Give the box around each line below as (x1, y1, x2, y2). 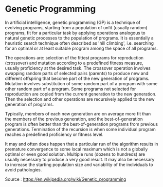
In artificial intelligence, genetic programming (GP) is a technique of (5, 19, 141, 25)
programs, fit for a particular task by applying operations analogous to (5, 30, 145, 36)
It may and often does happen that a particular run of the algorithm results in (5, 141, 158, 147)
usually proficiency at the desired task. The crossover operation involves (5, 65, 151, 71)
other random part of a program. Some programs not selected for (5, 86, 136, 92)
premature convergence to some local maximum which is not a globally (5, 146, 148, 152)
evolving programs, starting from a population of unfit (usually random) (5, 24, 147, 30)
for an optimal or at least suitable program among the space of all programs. (5, 45, 158, 51)
